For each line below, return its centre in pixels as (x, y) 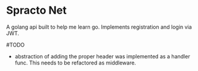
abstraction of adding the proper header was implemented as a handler (102, 56)
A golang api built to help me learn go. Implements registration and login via (99, 27)
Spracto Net (36, 10)
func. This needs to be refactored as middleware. (75, 63)
